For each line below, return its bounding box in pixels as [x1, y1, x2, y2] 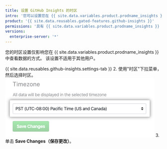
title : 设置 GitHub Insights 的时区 [5, 8, 78, 13]
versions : [5, 29, 26, 34]
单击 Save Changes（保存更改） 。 [5, 138, 74, 144]
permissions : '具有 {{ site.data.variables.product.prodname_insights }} [5, 24, 160, 29]
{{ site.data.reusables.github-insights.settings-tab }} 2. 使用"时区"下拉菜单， [5, 66, 162, 72]
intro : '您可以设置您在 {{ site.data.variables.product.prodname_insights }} [5, 13, 165, 18]
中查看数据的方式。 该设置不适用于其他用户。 [5, 55, 98, 61]
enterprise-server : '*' [9, 34, 59, 39]
